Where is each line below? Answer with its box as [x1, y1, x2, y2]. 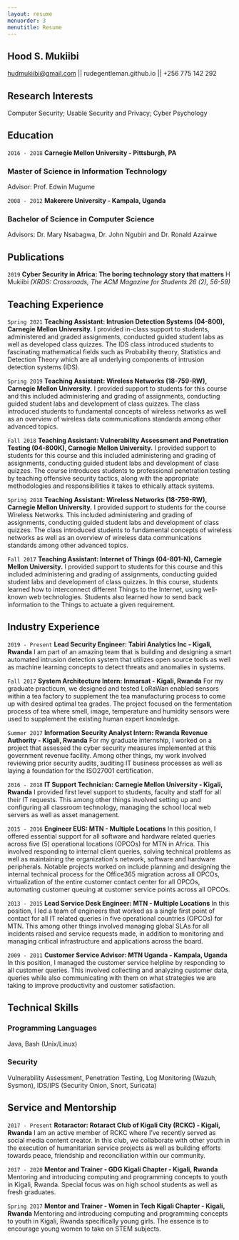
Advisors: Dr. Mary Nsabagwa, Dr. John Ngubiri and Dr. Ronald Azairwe [7, 230, 218, 239]
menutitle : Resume [7, 24, 62, 31]
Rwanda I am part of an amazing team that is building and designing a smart [7, 647, 232, 656]
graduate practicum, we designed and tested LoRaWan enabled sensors [7, 684, 220, 693]
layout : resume [7, 10, 53, 18]
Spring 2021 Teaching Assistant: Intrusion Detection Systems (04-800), [7, 317, 225, 326]
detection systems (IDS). [7, 363, 80, 371]
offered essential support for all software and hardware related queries [7, 831, 215, 840]
